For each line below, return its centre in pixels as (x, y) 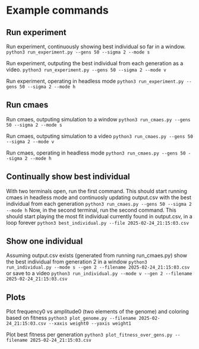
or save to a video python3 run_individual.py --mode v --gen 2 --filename (99, 273)
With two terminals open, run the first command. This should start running (97, 191)
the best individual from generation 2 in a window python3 (77, 262)
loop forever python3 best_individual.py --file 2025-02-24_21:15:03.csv (97, 222)
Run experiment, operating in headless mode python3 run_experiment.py (95, 81)
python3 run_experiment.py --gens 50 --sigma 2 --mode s (78, 52)
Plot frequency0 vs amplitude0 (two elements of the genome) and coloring (97, 312)
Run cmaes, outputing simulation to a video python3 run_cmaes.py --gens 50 (99, 136)
